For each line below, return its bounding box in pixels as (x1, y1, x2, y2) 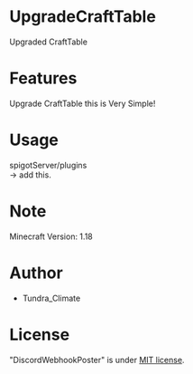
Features (9, 68, 78, 89)
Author (9, 263, 63, 283)
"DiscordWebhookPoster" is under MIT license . (9, 354, 185, 365)
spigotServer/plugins (9, 159, 87, 170)
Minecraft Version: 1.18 (9, 231, 93, 242)
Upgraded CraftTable (9, 36, 88, 47)
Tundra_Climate (22, 292, 81, 303)
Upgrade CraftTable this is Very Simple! (9, 98, 156, 109)
